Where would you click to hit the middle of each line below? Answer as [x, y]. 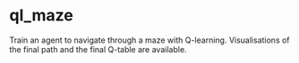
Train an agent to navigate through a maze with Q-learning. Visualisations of [149, 40]
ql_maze [41, 16]
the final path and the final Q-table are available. [98, 49]
